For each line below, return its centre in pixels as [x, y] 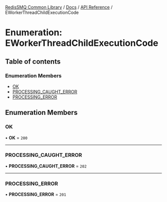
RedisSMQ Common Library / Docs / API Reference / [59, 7]
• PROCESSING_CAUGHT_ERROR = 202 [46, 166]
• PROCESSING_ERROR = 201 [36, 195]
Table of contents [33, 61]
